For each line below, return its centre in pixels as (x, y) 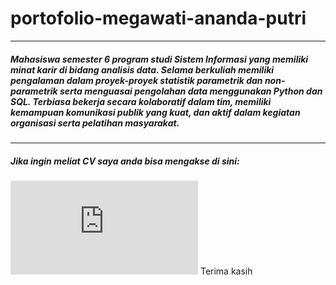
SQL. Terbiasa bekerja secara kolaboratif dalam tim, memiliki (141, 101)
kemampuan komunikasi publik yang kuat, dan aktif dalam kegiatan (155, 112)
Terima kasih (226, 271)
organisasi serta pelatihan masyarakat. (95, 123)
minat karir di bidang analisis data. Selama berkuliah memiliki (142, 69)
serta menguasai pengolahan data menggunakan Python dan (191, 91)
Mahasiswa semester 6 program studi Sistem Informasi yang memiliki (159, 59)
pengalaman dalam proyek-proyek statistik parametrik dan (136, 80)
